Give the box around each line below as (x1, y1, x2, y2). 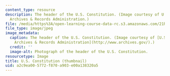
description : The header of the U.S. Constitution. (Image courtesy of (5, 12, 159, 17)
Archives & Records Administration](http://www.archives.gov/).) (14, 40, 155, 45)
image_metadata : (5, 30, 39, 35)
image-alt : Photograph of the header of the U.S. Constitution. (10, 49, 148, 54)
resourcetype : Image (5, 53, 49, 59)
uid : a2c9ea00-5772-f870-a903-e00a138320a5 (5, 63, 99, 68)
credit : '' (10, 44, 33, 49)
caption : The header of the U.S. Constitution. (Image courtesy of (10, 35, 155, 40)
